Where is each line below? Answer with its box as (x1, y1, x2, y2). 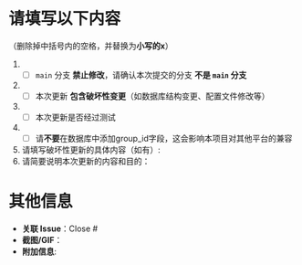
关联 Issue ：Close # (21, 223, 99, 234)
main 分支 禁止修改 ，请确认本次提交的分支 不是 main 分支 (35, 69, 247, 80)
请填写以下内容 (8, 8, 121, 29)
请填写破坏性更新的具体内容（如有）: (21, 144, 161, 155)
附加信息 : (21, 246, 57, 257)
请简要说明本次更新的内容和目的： (21, 156, 151, 167)
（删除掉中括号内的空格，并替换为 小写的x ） (8, 40, 174, 51)
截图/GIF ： (21, 235, 63, 246)
